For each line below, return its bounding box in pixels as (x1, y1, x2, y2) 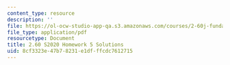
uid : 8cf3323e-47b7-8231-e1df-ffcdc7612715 (7, 48, 133, 55)
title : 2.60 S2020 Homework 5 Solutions (7, 41, 125, 48)
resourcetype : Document (7, 35, 75, 42)
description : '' (7, 16, 53, 23)
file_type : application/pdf (7, 28, 88, 36)
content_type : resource (7, 9, 75, 17)
